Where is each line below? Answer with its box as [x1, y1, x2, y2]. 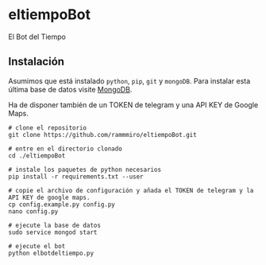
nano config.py [8, 207, 59, 216]
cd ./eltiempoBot [8, 151, 66, 160]
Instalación [8, 55, 65, 68]
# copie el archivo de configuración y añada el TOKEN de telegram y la [8, 186, 254, 194]
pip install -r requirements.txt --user [8, 173, 145, 181]
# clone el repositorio [8, 123, 87, 132]
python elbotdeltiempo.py [8, 249, 94, 257]
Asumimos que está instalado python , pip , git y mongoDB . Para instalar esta [8, 76, 251, 85]
